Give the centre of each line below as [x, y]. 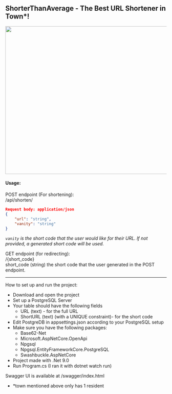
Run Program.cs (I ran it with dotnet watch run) [62, 366]
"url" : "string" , [33, 219]
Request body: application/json [40, 210]
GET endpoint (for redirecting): [38, 254]
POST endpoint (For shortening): [40, 194]
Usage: [13, 183]
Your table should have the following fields [58, 306]
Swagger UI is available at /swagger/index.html [55, 376]
